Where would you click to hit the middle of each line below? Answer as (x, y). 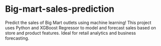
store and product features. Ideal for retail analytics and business (70, 33)
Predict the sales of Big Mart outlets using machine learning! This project (78, 23)
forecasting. (17, 38)
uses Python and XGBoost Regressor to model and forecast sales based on (80, 27)
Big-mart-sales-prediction (60, 9)
